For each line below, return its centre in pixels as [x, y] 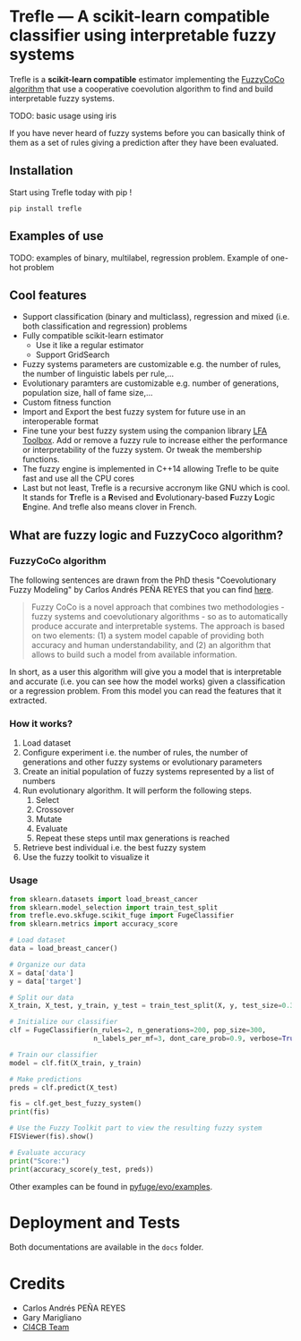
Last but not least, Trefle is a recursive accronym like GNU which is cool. [156, 488]
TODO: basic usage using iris [63, 115]
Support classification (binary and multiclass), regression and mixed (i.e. [156, 317]
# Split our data [42, 997]
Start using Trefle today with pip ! [71, 192]
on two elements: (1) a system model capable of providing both [147, 636]
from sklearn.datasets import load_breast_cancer [104, 899]
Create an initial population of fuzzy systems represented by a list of [148, 772]
